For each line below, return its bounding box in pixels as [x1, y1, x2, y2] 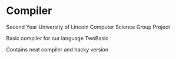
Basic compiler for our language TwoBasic [6, 34, 109, 41]
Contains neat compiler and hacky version [6, 46, 109, 53]
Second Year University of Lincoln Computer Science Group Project [6, 23, 171, 30]
